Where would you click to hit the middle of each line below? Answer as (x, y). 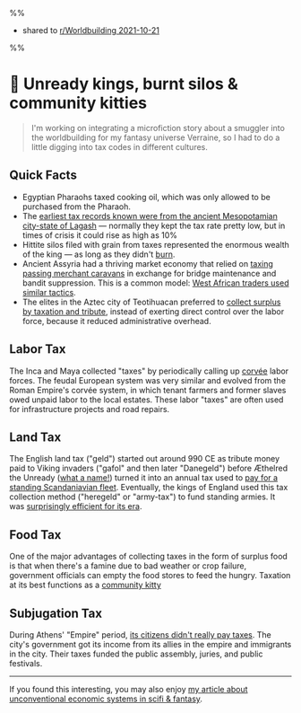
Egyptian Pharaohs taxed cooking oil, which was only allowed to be (146, 197)
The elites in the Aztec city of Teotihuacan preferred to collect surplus (151, 302)
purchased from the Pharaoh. (77, 207)
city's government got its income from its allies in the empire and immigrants (150, 644)
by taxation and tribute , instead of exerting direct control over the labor (153, 311)
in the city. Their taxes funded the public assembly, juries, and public (136, 654)
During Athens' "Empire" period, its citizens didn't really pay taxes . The (140, 635)
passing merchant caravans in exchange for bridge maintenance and (149, 273)
